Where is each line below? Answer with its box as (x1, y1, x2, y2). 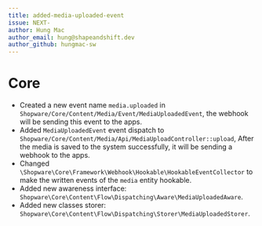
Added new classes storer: (19, 201, 107, 210)
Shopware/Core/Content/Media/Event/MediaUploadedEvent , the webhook (19, 109, 249, 118)
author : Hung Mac (8, 26, 65, 34)
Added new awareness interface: (19, 184, 127, 193)
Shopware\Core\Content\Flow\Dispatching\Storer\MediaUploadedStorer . (19, 209, 251, 218)
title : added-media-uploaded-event (8, 11, 125, 20)
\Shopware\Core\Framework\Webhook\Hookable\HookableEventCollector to (19, 167, 253, 177)
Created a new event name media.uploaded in (19, 100, 166, 110)
